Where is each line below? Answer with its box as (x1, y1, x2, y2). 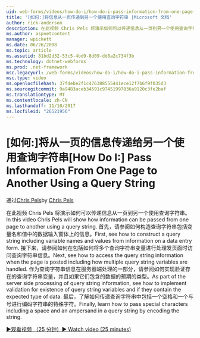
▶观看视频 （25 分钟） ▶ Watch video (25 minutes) (6, 326, 132, 333)
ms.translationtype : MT (6, 92, 65, 98)
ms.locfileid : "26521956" (6, 108, 70, 114)
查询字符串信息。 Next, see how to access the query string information (11, 252, 183, 259)
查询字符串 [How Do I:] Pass (17, 151, 152, 164)
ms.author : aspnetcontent (6, 31, 70, 37)
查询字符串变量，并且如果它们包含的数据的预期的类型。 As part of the (16, 273, 186, 280)
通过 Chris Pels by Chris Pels (6, 197, 74, 204)
